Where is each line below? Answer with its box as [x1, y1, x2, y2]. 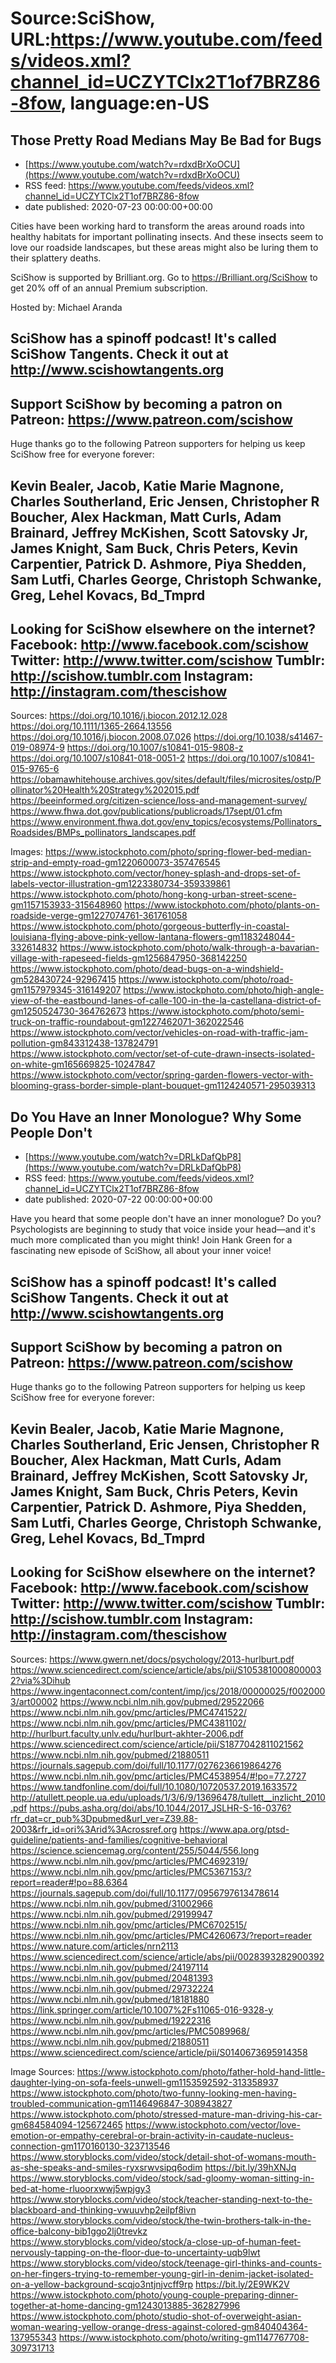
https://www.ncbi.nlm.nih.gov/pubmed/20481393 [10, 1972, 214, 1984]
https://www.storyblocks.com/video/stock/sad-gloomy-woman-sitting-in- [10, 2172, 315, 2184]
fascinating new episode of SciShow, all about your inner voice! [10, 1245, 272, 1257]
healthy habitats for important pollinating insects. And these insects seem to [10, 231, 324, 242]
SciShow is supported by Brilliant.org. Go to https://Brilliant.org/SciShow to [10, 272, 318, 283]
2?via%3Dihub [10, 1674, 71, 1686]
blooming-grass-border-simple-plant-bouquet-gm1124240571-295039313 [10, 1080, 316, 1092]
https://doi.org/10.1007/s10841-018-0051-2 [10, 752, 186, 764]
